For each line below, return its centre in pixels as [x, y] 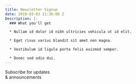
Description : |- [21, 18]
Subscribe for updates [28, 72]
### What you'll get [30, 23]
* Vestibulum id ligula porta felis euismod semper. [64, 50]
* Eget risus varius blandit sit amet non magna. [61, 41]
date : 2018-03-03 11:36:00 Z [35, 14]
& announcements [23, 77]
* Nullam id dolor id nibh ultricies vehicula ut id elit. [71, 32]
